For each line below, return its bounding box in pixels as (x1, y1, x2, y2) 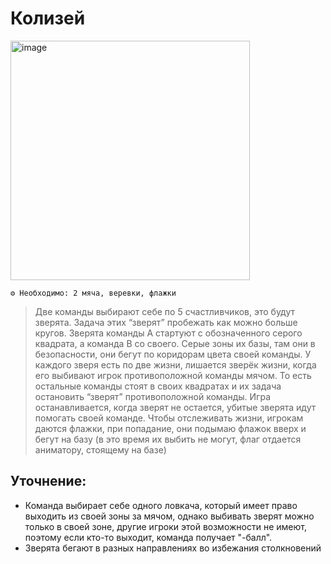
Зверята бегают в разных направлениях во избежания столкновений (24, 542, 322, 554)
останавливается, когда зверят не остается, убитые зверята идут (34, 401, 317, 413)
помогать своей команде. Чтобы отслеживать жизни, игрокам (34, 412, 304, 424)
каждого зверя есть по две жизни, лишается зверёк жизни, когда (34, 358, 317, 371)
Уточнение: (10, 473, 87, 490)
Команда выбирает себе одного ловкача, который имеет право (24, 499, 298, 511)
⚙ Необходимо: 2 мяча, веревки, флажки (10, 288, 177, 298)
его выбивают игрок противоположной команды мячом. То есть (34, 369, 312, 381)
